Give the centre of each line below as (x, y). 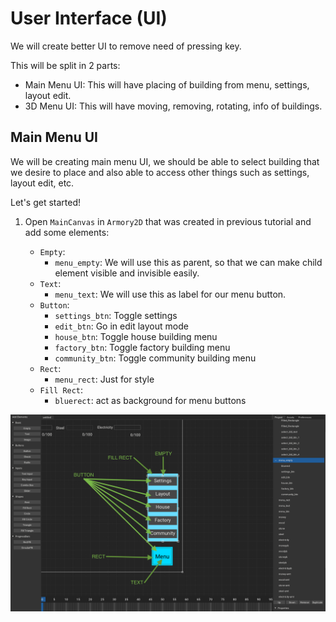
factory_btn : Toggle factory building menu (142, 347)
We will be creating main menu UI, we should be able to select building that (165, 161)
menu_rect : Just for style (104, 379)
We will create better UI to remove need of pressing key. (126, 46)
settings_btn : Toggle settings (116, 315)
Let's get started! (46, 202)
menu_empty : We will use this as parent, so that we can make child (188, 262)
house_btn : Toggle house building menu (136, 336)
